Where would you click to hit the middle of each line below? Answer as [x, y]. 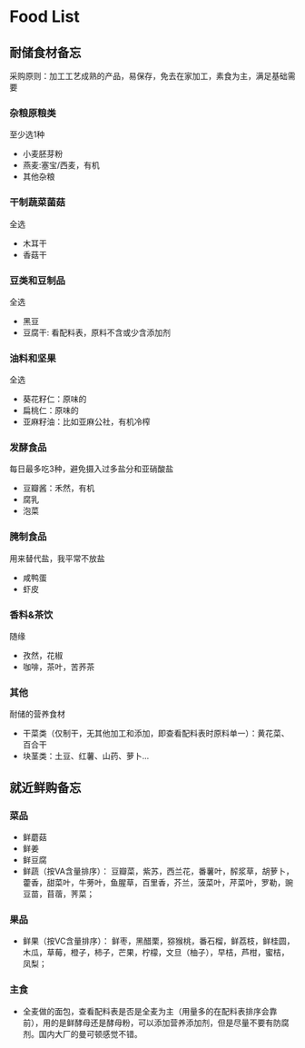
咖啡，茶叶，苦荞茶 [59, 667]
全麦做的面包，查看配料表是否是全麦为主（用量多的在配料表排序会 [146, 1011]
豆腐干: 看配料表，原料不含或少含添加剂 [96, 332]
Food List [44, 17]
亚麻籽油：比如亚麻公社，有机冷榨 [86, 422]
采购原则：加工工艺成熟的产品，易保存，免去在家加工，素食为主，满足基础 [148, 76]
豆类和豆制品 [38, 281]
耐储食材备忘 [45, 52]
